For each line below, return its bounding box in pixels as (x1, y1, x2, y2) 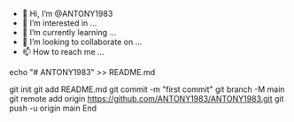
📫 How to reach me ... (21, 47, 104, 57)
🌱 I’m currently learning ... (21, 27, 117, 37)
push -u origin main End (9, 103, 97, 113)
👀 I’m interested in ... (21, 18, 97, 28)
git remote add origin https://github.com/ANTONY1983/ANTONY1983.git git (9, 94, 284, 103)
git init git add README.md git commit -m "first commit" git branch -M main (9, 84, 285, 95)
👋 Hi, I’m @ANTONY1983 (21, 9, 113, 19)
